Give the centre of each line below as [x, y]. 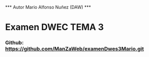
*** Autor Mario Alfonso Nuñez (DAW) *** [48, 7]
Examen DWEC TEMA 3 [55, 27]
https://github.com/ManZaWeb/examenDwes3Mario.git [74, 49]
